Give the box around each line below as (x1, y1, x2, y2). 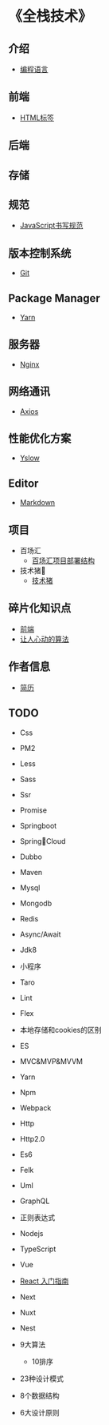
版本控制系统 (8, 246, 72, 260)
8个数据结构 (19, 1391, 60, 1400)
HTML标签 (19, 113, 54, 122)
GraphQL (19, 1196, 50, 1206)
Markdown (19, 498, 56, 508)
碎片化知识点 (8, 601, 72, 615)
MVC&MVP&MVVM (19, 1056, 84, 1066)
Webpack (19, 1102, 52, 1113)
